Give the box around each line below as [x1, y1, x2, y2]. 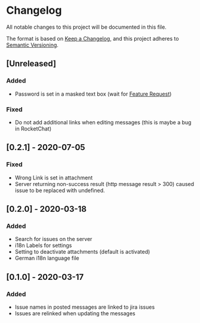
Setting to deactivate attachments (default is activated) [14, 248, 150, 255]
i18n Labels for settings [14, 242, 72, 249]
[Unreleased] [6, 59, 57, 69]
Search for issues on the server [14, 236, 93, 243]
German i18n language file [14, 255, 79, 262]
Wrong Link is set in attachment [14, 174, 93, 181]
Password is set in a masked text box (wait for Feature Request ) [14, 90, 172, 97]
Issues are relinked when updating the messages [14, 309, 136, 317]
